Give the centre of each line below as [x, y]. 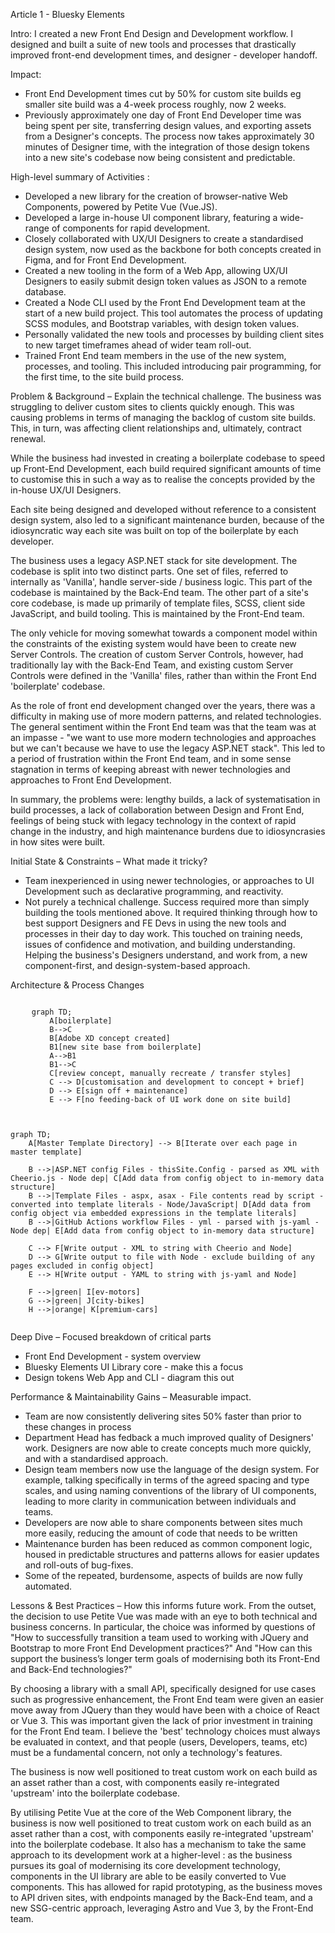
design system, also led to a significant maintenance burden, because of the [167, 520]
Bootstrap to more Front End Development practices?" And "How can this [161, 1648]
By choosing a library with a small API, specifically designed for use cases [163, 1688]
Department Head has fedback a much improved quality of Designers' [169, 1437]
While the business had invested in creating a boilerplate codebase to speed [168, 458]
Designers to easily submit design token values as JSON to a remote [165, 281]
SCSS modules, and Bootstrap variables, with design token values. [162, 323]
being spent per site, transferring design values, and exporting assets [168, 125]
